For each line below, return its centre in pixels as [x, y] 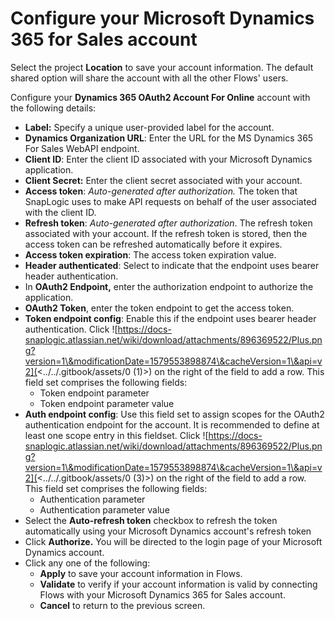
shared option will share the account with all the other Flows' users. [149, 78]
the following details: [53, 108]
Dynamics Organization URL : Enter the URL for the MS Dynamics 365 [169, 138]
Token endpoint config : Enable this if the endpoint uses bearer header [170, 318]
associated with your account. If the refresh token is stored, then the [166, 233]
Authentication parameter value [104, 509]
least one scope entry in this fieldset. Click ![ [116, 435]
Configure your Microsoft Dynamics [162, 18]
